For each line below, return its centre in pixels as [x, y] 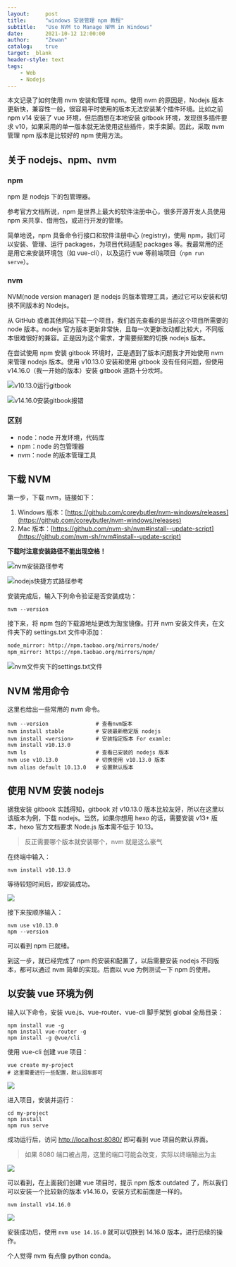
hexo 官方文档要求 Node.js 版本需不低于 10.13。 [88, 827]
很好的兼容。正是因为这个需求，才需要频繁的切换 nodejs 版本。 [118, 338]
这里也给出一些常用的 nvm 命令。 [56, 710]
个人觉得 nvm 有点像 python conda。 [61, 1256]
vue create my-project [41, 1065]
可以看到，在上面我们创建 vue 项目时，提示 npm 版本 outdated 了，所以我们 [117, 1182]
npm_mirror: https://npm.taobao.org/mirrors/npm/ [82, 653]
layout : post [33, 14]
